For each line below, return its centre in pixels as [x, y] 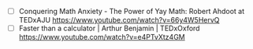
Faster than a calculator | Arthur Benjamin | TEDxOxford [109, 28]
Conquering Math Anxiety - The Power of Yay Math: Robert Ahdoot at [132, 11]
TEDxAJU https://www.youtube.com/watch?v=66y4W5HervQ [119, 20]
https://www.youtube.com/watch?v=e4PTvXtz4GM [102, 37]
